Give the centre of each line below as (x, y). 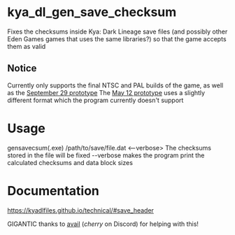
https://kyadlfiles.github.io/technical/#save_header (80, 210)
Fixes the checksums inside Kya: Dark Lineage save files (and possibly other (117, 31)
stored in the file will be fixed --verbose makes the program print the (106, 155)
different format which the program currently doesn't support (95, 100)
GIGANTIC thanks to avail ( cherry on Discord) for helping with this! (103, 224)
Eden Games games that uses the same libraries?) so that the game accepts (117, 38)
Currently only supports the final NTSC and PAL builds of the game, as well (115, 85)
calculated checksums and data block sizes (70, 162)
